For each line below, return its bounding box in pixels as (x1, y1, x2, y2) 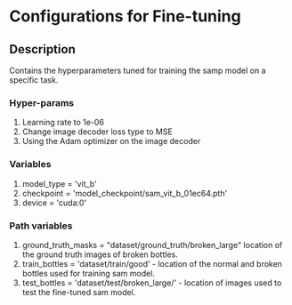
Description (9, 42, 76, 57)
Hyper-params (9, 96, 75, 108)
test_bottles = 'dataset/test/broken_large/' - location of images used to (21, 277, 282, 288)
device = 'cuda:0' (21, 197, 87, 208)
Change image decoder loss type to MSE (21, 126, 174, 137)
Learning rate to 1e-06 (21, 117, 105, 128)
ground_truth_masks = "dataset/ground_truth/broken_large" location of (21, 239, 283, 250)
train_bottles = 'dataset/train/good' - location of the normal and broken (21, 258, 283, 269)
